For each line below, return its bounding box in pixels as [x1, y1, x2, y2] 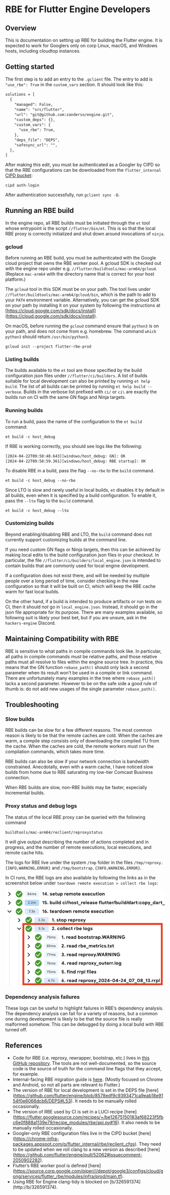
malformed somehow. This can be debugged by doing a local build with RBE [5, 1021, 164, 1027]
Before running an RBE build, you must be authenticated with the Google [5, 254, 156, 260]
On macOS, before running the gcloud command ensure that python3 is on [5, 323, 159, 329]
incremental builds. [5, 790, 46, 796]
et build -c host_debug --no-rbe [5, 478, 76, 483]
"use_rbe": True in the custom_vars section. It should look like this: [5, 81, 144, 87]
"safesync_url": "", [14, 142, 58, 147]
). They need [135, 1141, 161, 1147]
